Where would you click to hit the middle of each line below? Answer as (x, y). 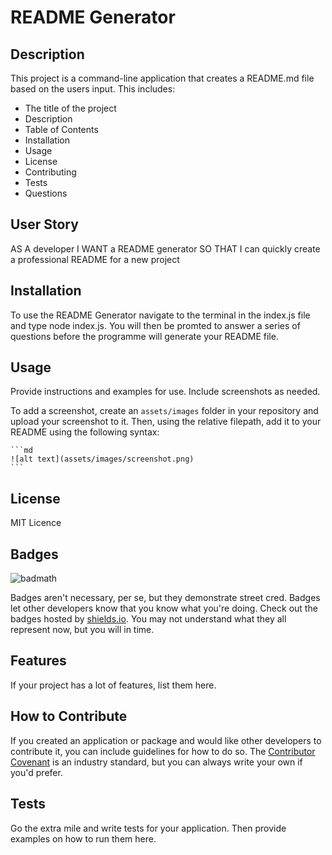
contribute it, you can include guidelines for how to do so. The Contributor (163, 751)
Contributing (50, 172)
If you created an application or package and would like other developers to (166, 740)
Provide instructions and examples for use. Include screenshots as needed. (165, 392)
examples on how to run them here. (83, 838)
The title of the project (70, 108)
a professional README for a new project (95, 259)
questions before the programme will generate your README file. (144, 336)
